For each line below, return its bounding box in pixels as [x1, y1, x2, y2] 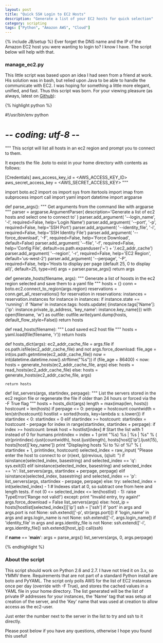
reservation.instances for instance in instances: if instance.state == [5, 296, 140, 302]
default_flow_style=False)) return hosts [5, 317, 84, 323]
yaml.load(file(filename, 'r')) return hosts [5, 332, 87, 337]
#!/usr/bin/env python [5, 112, 49, 118]
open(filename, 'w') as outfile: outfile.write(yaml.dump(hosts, [5, 312, 127, 318]
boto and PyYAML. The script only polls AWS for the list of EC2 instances [5, 578, 152, 583]
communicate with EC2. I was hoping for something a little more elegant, [5, 83, 151, 88]
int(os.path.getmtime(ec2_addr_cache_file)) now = [5, 352, 106, 357]
